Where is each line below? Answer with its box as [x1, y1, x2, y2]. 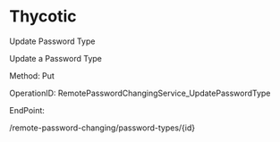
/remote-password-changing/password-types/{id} [9, 122, 196, 133]
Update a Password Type [9, 53, 103, 63]
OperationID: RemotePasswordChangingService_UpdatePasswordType [9, 88, 271, 98]
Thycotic [9, 6, 77, 27]
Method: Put [9, 70, 55, 81]
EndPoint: [9, 104, 45, 115]
